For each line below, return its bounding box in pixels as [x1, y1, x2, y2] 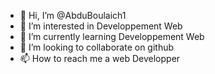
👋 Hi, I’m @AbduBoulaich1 [19, 10, 127, 21]
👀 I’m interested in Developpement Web [19, 20, 183, 32]
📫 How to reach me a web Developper [19, 53, 181, 64]
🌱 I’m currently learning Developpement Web [19, 31, 205, 42]
